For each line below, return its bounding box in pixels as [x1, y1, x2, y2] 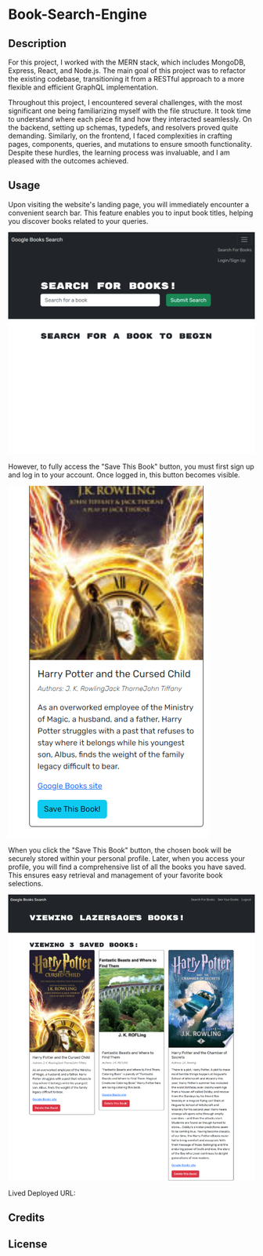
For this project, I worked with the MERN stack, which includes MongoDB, [8, 57, 246, 67]
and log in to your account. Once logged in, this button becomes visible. [8, 470, 240, 480]
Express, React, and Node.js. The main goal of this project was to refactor [8, 66, 247, 75]
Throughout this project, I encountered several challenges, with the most [8, 98, 243, 107]
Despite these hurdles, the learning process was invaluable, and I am [8, 148, 230, 157]
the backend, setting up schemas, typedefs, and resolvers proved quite [8, 123, 239, 132]
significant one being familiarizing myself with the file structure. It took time [8, 106, 251, 115]
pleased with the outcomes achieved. [8, 156, 129, 166]
